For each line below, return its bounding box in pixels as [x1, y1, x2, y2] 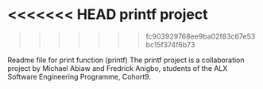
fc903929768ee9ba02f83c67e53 [145, 32, 256, 41]
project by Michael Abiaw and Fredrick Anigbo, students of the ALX [7, 63, 228, 72]
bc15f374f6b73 [145, 39, 195, 49]
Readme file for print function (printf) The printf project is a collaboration [7, 55, 245, 65]
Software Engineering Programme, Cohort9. [7, 72, 152, 81]
